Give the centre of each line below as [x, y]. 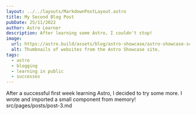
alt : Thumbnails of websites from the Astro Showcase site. [86, 50]
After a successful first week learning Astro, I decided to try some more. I [94, 93]
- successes [26, 76]
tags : [13, 55]
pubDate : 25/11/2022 [31, 22]
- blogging [24, 66]
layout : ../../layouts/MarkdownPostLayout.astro [66, 11]
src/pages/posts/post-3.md [39, 106]
